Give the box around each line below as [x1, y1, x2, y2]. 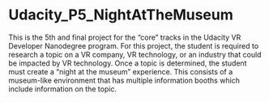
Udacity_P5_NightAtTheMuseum [8, 6, 233, 24]
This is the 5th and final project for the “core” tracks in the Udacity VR [8, 32, 241, 42]
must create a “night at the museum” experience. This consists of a [8, 66, 233, 76]
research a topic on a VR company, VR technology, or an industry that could [8, 49, 262, 59]
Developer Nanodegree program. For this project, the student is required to [8, 40, 259, 50]
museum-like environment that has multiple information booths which [8, 75, 241, 85]
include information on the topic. [8, 83, 117, 94]
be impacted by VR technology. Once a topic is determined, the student [8, 58, 247, 68]
